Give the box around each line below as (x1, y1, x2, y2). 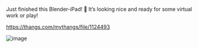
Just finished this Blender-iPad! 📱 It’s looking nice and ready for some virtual (6, 6, 192, 12)
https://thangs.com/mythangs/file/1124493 (6, 24, 111, 30)
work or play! (6, 12, 38, 19)
